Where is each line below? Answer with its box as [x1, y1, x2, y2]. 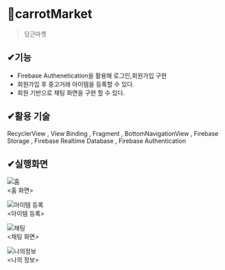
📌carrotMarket [7, 6, 93, 22]
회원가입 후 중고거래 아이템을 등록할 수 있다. [16, 80, 135, 88]
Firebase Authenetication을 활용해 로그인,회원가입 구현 [16, 71, 167, 80]
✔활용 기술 [7, 111, 50, 122]
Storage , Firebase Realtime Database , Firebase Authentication [7, 137, 187, 145]
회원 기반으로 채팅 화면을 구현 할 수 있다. [16, 89, 126, 97]
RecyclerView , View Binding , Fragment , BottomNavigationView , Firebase [7, 129, 219, 137]
